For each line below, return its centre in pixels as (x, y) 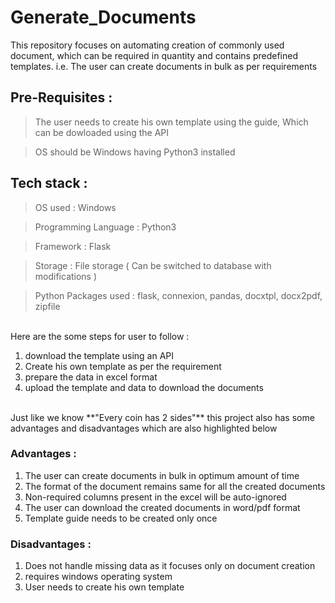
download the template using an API (99, 355)
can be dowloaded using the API (102, 132)
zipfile (47, 306)
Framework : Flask (73, 246)
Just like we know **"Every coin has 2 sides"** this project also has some (162, 417)
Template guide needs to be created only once (121, 518)
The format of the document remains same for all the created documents (175, 486)
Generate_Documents (103, 17)
